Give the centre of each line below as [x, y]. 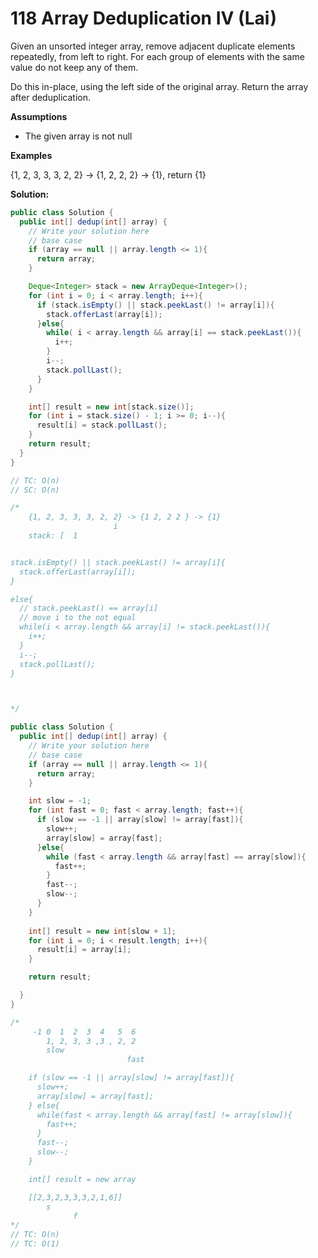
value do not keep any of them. [74, 67]
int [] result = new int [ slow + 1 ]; [102, 931]
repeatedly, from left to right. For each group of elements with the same [157, 56]
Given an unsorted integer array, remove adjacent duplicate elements [153, 46]
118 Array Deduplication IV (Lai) [143, 18]
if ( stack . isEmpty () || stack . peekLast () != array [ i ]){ [155, 305]
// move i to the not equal [78, 618]
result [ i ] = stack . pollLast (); [102, 425]
